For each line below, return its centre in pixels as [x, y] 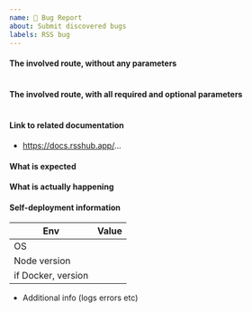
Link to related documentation [67, 125]
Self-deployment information [65, 207]
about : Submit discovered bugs [68, 26]
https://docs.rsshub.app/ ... [72, 145]
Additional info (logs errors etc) [80, 298]
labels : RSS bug [40, 34]
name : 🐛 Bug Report [46, 18]
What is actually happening [62, 187]
